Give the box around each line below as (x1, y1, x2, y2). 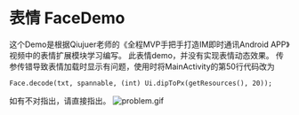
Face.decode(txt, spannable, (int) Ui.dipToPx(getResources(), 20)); (9, 79, 273, 88)
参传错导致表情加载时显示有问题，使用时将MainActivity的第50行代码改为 (9, 61, 275, 72)
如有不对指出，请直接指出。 (9, 95, 111, 106)
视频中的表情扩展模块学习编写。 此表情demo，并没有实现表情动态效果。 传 (9, 50, 285, 60)
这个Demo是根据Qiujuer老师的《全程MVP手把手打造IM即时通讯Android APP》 (9, 39, 290, 50)
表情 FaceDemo (9, 8, 125, 28)
